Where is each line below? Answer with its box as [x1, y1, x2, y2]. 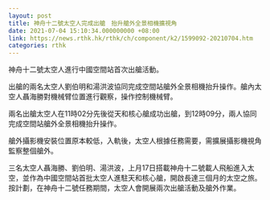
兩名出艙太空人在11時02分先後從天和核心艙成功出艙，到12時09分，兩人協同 [8, 109, 257, 119]
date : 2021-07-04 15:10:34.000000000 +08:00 [8, 27, 160, 35]
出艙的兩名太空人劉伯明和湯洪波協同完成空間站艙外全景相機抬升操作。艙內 [8, 82, 255, 92]
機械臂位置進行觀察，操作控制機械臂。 [50, 92, 178, 101]
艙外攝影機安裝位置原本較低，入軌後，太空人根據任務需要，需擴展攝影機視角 [8, 136, 262, 145]
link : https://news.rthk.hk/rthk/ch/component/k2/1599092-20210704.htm [8, 34, 253, 43]
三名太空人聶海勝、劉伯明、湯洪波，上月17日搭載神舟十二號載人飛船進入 [8, 163, 247, 173]
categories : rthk [8, 42, 67, 50]
